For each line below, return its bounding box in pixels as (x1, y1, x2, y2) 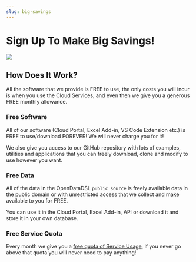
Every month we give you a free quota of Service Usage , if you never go (6, 243, 181, 250)
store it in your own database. (6, 214, 78, 221)
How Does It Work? (6, 70, 78, 80)
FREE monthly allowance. (6, 98, 68, 105)
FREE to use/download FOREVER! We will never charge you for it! (6, 132, 164, 140)
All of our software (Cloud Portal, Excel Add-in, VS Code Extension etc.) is (6, 126, 186, 133)
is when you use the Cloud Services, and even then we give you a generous (6, 92, 190, 99)
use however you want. (6, 157, 63, 164)
